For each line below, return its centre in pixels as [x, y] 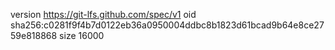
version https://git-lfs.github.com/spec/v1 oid [103, 14]
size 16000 [82, 35]
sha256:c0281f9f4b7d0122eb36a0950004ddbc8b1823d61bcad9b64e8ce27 [167, 25]
